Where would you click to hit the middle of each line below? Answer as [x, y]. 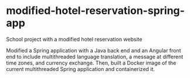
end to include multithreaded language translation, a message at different [95, 56]
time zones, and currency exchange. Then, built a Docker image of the [91, 63]
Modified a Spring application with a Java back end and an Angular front [94, 50]
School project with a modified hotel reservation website [74, 39]
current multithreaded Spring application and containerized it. [81, 69]
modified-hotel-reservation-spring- [95, 11]
